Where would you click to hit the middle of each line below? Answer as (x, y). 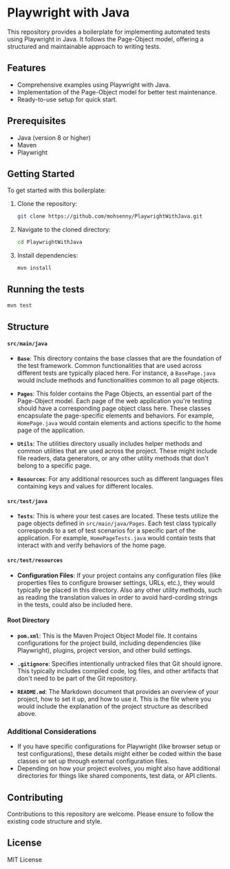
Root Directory (29, 620)
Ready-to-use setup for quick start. (67, 99)
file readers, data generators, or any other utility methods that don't (113, 458)
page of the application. (51, 430)
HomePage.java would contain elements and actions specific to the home (119, 423)
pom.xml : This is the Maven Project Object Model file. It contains (107, 635)
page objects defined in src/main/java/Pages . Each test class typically (117, 523)
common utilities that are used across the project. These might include (117, 451)
